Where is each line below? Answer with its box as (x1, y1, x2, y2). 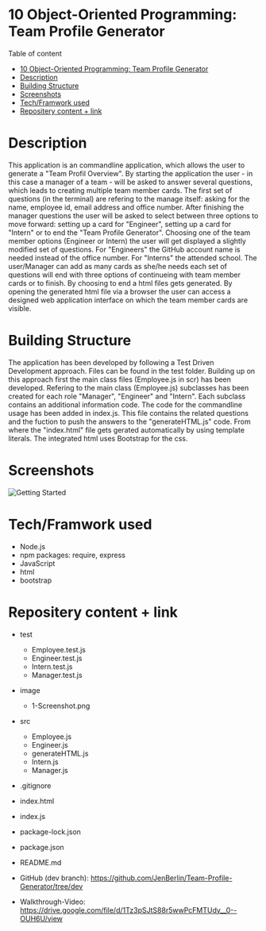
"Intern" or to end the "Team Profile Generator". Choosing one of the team (8, 228, 251, 237)
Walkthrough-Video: (19, 897, 86, 906)
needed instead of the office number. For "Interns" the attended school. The (8, 252, 257, 263)
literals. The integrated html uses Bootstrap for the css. (8, 433, 188, 443)
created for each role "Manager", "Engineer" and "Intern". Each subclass (8, 391, 246, 401)
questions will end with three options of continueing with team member (8, 270, 241, 279)
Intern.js (31, 756, 59, 767)
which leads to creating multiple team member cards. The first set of (8, 185, 233, 195)
